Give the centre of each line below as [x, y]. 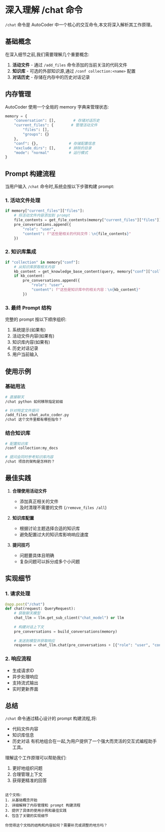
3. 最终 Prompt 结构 [28, 307]
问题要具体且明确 [37, 555]
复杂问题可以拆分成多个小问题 [50, 561]
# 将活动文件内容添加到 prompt [42, 216]
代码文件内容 [25, 729]
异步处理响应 [25, 676]
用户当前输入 [25, 355]
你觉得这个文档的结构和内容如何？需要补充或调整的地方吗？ [56, 826]
